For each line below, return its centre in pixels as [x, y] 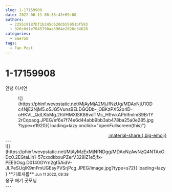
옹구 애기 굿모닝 [21, 180]
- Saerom [19, 39]
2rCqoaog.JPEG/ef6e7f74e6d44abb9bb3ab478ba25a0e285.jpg [86, 120]
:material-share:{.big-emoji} [137, 135]
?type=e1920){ [34, 125]
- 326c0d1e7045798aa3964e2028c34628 [49, 29]
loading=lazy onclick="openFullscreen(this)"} [98, 125]
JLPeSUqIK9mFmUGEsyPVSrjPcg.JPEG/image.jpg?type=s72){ [71, 168]
